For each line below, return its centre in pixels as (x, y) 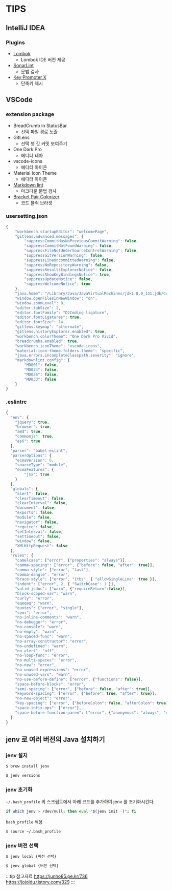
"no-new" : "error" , (36, 665)
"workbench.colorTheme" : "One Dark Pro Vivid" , (66, 336)
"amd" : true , (29, 432)
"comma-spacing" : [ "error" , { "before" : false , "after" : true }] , (85, 565)
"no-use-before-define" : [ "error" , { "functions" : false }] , (79, 679)
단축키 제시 (32, 83)
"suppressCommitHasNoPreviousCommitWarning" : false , (81, 241)
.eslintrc (16, 402)
